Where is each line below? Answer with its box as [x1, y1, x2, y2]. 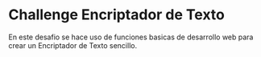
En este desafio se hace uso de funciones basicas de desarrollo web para [8, 32, 254, 42]
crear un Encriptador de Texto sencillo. [8, 40, 138, 50]
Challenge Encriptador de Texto [8, 6, 226, 24]
